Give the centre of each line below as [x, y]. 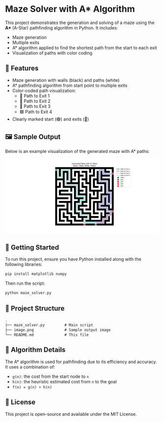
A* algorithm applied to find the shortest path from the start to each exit [84, 48]
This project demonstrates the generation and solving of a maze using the [80, 23]
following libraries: [24, 264]
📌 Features [22, 68]
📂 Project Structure [35, 308]
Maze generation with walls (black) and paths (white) [66, 80]
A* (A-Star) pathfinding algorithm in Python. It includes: [62, 27]
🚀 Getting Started [32, 248]
